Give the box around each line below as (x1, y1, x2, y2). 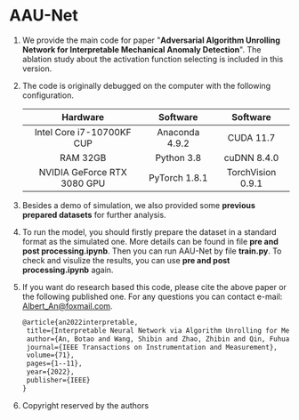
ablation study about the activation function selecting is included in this (21, 53, 284, 64)
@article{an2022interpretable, (21, 318, 139, 327)
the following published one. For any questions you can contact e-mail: (21, 291, 283, 302)
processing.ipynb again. (21, 264, 114, 275)
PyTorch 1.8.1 (148, 171, 208, 183)
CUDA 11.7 (227, 131, 276, 143)
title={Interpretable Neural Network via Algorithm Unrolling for (26, 326, 278, 335)
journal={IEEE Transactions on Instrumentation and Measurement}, (26, 343, 278, 351)
